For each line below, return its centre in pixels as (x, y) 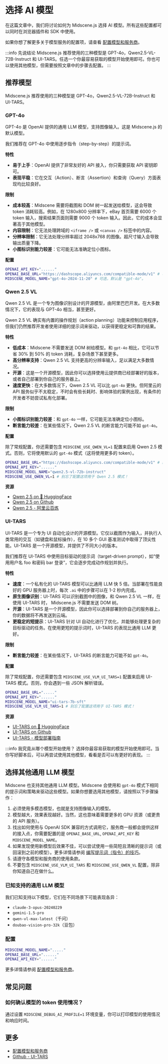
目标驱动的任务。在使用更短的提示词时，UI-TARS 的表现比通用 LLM (81, 627)
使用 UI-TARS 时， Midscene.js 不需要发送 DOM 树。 (66, 602)
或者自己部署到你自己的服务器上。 (47, 379)
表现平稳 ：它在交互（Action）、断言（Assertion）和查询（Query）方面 (84, 178)
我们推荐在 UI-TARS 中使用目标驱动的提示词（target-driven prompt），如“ (80, 556)
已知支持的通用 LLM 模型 (35, 885)
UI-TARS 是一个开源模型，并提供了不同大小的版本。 (67, 546)
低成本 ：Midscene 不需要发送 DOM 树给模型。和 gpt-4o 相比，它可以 (83, 347)
